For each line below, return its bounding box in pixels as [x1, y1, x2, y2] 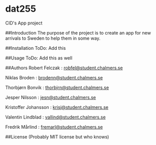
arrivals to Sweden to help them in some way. [5, 35, 101, 41]
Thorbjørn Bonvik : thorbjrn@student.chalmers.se [5, 84, 109, 91]
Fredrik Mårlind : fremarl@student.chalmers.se [5, 124, 103, 130]
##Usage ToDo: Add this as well [5, 54, 73, 61]
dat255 [5, 3, 37, 15]
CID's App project [5, 20, 43, 26]
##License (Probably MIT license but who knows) [5, 133, 109, 140]
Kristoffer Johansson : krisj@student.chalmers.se [5, 104, 109, 110]
